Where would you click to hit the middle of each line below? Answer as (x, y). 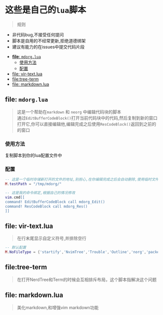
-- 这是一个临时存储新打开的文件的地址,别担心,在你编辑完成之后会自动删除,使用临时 (78, 180)
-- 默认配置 (16, 248)
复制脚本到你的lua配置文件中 (33, 156)
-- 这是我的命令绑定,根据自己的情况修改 (40, 193)
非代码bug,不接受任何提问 (38, 35)
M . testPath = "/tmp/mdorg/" (33, 184)
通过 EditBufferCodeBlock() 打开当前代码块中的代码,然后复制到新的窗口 (87, 118)
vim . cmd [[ (15, 197)
